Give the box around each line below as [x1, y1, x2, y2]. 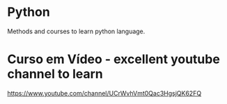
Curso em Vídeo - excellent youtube [7, 51, 221, 67]
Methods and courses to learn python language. [7, 27, 146, 35]
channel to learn [7, 67, 103, 82]
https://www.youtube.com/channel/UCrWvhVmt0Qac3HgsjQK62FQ [7, 89, 202, 97]
